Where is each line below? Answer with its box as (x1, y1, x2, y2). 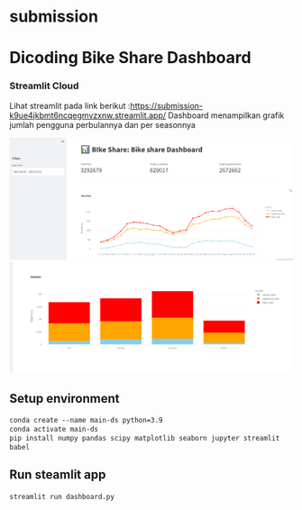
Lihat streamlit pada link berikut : (9, 100, 131, 111)
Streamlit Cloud (9, 79, 79, 92)
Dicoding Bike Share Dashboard (9, 48, 252, 68)
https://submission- (130, 100, 204, 111)
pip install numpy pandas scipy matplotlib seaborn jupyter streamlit (9, 434, 280, 443)
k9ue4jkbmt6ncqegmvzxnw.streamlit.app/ (9, 110, 167, 121)
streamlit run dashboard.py (9, 492, 115, 501)
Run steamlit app (9, 467, 106, 483)
